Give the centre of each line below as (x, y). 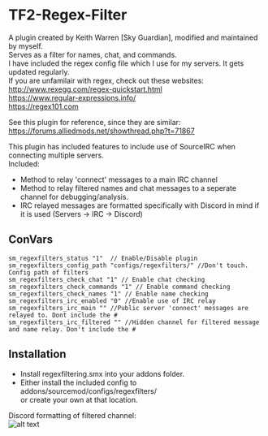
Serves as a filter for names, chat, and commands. (93, 54)
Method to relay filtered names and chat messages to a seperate (128, 188)
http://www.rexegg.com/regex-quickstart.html (85, 89)
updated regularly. (39, 71)
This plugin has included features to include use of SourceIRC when (122, 146)
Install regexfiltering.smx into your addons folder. (102, 373)
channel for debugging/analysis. (74, 196)
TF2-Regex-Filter (68, 15)
